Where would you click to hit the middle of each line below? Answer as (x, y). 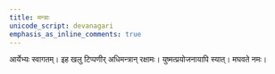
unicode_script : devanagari (62, 26)
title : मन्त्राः (29, 17)
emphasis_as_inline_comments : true (75, 34)
